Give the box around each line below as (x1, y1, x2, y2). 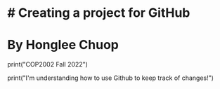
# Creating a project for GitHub (7, 5, 190, 21)
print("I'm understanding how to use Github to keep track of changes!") (7, 74, 214, 82)
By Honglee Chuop (7, 37, 119, 53)
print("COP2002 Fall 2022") (7, 60, 88, 69)
